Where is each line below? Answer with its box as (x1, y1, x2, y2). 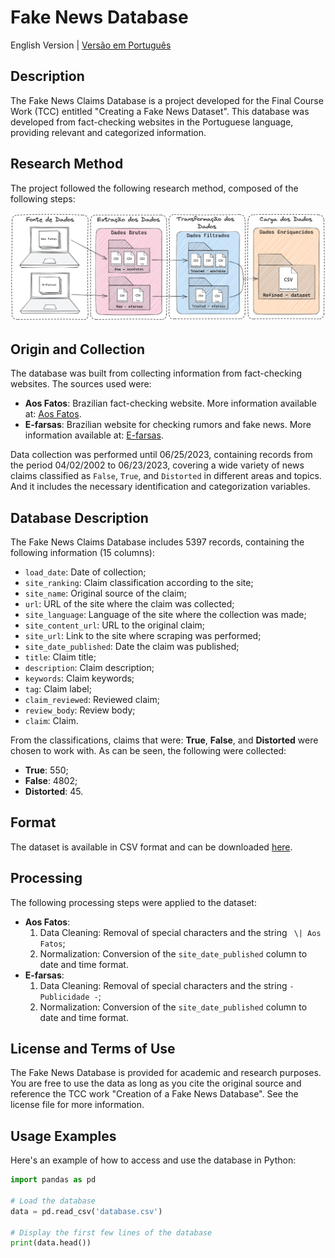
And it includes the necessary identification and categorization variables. (10, 481, 311, 493)
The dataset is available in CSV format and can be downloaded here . (10, 841, 293, 853)
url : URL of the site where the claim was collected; (24, 597, 235, 610)
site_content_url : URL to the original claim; (24, 619, 206, 631)
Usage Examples (10, 1127, 117, 1145)
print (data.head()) (10, 1238, 92, 1248)
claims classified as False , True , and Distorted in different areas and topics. (10, 470, 322, 482)
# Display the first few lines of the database (10, 1227, 213, 1238)
